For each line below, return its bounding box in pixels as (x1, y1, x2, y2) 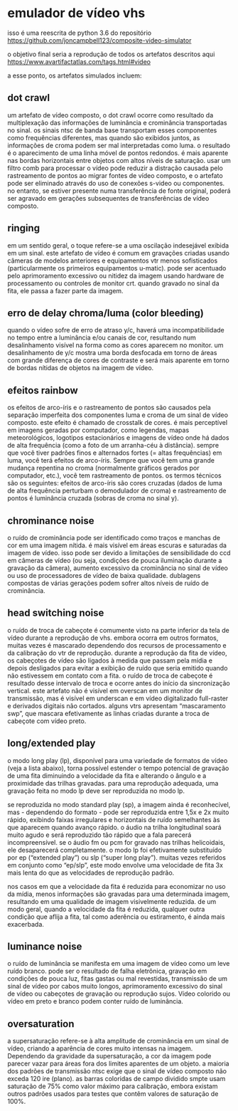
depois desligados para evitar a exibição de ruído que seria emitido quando (7, 663, 228, 672)
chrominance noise (7, 515, 94, 527)
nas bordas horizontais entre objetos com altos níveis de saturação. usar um (7, 156, 231, 164)
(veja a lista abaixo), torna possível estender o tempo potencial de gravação (7, 764, 229, 772)
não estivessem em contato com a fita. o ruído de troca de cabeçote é (7, 671, 213, 680)
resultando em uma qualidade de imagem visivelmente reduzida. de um (7, 897, 217, 905)
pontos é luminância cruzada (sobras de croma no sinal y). (7, 494, 179, 502)
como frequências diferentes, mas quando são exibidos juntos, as (7, 133, 200, 142)
